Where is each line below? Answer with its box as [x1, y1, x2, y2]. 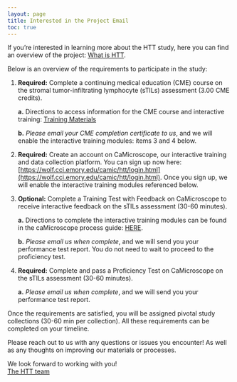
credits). [17, 94, 43, 102]
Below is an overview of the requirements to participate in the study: [7, 65, 208, 74]
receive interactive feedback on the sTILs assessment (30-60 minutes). [17, 202, 228, 211]
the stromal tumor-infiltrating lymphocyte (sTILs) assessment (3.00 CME [17, 86, 230, 95]
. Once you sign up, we [159, 173, 228, 182]
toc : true [7, 24, 37, 31]
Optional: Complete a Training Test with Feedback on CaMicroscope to [17, 194, 227, 203]
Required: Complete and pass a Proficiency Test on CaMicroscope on [17, 266, 223, 275]
